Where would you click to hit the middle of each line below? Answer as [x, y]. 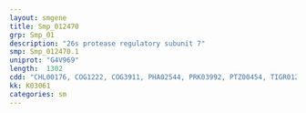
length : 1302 [36, 69]
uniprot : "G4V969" [44, 60]
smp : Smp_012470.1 [44, 52]
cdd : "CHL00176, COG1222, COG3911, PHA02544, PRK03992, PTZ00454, [138, 77]
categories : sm [38, 94]
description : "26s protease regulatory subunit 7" [107, 43]
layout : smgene [38, 18]
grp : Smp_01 [32, 35]
